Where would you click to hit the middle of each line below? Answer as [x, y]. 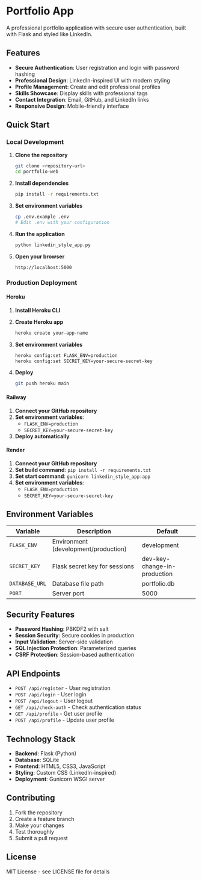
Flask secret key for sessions [93, 566]
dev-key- [156, 559]
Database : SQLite [37, 760]
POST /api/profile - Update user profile [64, 720]
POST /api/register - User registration [63, 688]
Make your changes [39, 825]
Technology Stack [41, 739]
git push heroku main [42, 383]
